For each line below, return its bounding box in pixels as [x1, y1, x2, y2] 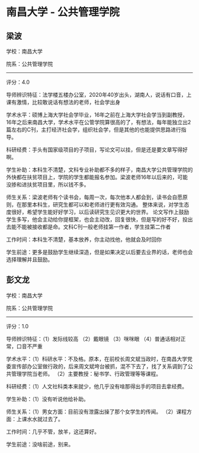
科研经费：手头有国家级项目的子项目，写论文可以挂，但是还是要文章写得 [6, 146, 182, 153]
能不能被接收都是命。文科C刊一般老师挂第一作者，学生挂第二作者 [11, 223, 171, 230]
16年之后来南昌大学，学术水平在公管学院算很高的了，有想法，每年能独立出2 [6, 119, 191, 125]
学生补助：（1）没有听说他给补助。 [6, 395, 89, 403]
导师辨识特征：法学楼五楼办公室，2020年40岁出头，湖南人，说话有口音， [6, 91, 187, 98]
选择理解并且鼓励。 [6, 256, 53, 263]
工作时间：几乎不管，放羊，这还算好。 [6, 428, 99, 435]
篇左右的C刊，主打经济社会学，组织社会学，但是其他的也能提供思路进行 [6, 126, 182, 133]
